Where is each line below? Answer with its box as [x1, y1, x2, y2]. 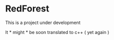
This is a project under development [5, 19, 81, 25]
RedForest [5, 3, 50, 14]
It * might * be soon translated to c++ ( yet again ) [5, 29, 109, 35]
